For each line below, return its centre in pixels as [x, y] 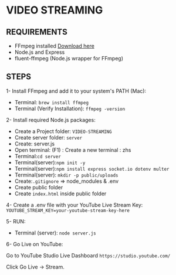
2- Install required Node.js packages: [51, 120]
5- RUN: [16, 221]
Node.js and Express [40, 52]
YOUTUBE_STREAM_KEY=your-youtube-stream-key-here [68, 211]
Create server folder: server [48, 137]
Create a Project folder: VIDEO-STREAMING [63, 131]
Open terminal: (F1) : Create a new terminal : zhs [73, 150]
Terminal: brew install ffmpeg [52, 102]
